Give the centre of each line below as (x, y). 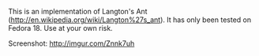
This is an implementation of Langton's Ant (78, 11)
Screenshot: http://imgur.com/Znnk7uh (71, 43)
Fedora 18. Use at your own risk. (60, 28)
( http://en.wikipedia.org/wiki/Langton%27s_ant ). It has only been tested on (129, 20)
